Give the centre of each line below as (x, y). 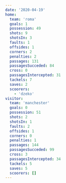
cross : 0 (19, 71)
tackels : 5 (21, 163)
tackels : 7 (21, 80)
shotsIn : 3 (21, 38)
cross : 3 (19, 154)
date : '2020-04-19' (25, 10)
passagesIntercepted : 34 (35, 159)
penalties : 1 (23, 140)
